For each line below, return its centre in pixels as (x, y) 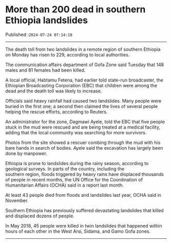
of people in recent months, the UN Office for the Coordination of (74, 179)
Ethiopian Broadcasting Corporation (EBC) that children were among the (81, 85)
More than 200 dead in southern (76, 9)
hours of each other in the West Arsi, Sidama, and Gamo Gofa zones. (78, 231)
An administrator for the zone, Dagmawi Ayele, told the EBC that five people (85, 121)
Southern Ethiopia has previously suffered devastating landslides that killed (84, 210)
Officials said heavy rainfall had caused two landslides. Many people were (83, 100)
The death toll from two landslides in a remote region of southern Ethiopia (83, 49)
